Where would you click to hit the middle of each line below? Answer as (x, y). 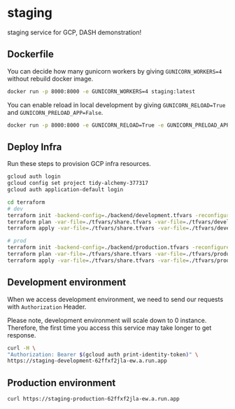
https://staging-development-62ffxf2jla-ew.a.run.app (87, 361)
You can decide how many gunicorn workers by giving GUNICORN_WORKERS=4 (115, 71)
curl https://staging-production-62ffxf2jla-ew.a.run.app (93, 399)
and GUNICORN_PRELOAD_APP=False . (55, 112)
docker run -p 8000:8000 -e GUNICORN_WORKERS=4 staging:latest (101, 91)
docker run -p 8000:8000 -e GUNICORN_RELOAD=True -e (86, 125)
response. (22, 335)
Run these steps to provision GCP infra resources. (79, 164)
